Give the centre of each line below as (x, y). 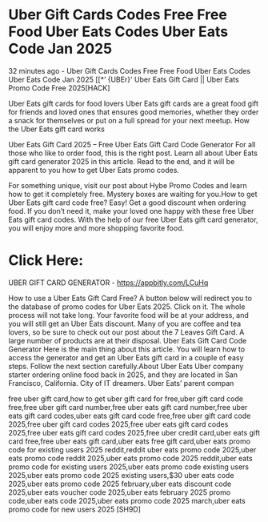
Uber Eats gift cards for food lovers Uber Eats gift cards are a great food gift (133, 103)
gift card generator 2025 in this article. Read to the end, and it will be (122, 161)
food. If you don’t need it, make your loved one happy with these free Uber (131, 211)
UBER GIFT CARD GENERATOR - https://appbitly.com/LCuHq (108, 283)
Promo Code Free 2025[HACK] (59, 88)
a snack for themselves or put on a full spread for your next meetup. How (129, 120)
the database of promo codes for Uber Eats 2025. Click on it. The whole (127, 307)
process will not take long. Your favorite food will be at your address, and (129, 315)
